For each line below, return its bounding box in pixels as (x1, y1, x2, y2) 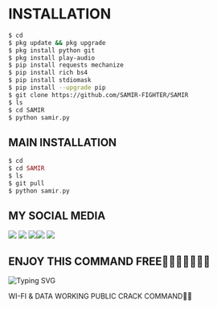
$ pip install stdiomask (8, 76, 92, 84)
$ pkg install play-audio (8, 54, 95, 62)
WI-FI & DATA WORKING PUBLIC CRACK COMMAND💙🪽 (8, 291, 193, 301)
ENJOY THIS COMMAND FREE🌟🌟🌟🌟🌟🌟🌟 (8, 254, 211, 268)
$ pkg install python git (8, 46, 95, 55)
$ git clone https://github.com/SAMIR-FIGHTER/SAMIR (8, 91, 189, 99)
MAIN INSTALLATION (8, 136, 117, 149)
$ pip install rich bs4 (8, 69, 88, 77)
